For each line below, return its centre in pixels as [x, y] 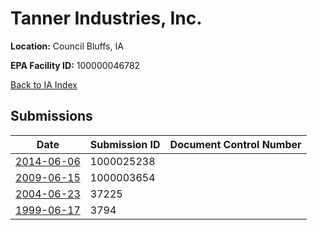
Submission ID [125, 144]
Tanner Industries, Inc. [106, 18]
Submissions [51, 116]
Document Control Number [235, 144]
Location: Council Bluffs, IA [67, 46]
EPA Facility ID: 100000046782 [75, 65]
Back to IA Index [44, 84]
